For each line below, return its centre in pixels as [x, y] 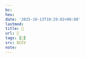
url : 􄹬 [12, 33]
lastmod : [15, 24]
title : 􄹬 [15, 29]
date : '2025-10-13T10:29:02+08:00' [43, 19]
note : [11, 47]
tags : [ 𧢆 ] [16, 38]
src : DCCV [16, 43]
